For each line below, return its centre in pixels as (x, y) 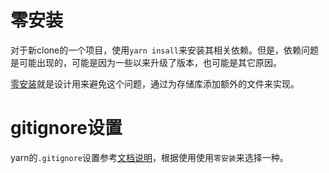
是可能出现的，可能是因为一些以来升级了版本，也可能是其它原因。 (146, 62)
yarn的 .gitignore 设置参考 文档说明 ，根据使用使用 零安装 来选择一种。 (149, 157)
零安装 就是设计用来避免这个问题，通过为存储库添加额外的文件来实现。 (155, 83)
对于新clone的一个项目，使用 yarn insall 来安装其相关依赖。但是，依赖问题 (164, 50)
